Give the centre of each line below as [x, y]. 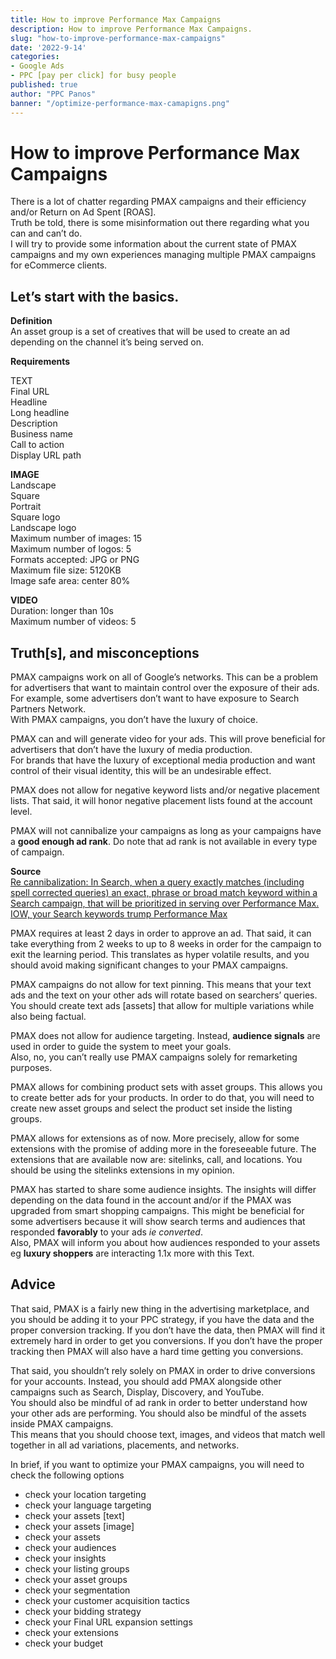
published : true [44, 85]
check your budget [64, 1643]
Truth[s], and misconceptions [105, 652]
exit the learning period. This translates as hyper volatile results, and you [160, 955]
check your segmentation [77, 1590]
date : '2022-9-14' [48, 47]
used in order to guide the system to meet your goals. [121, 1047]
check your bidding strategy [83, 1611]
